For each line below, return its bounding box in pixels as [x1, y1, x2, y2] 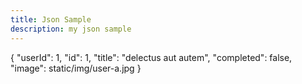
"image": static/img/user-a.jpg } [10, 62, 142, 74]
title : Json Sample [10, 14, 92, 25]
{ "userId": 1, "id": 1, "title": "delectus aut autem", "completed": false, [10, 51, 293, 63]
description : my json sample [10, 24, 132, 34]
